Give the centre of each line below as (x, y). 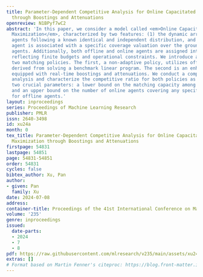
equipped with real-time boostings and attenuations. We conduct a (98, 74)
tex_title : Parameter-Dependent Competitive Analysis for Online (90, 136)
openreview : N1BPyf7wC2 (36, 23)
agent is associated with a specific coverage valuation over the (97, 46)
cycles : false (24, 169)
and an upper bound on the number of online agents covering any (96, 91)
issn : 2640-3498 (27, 119)
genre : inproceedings (34, 220)
